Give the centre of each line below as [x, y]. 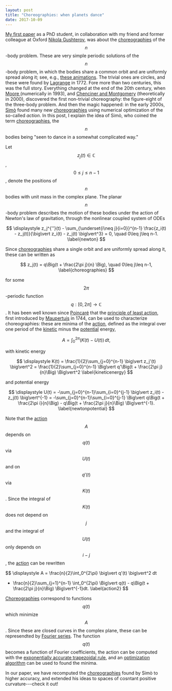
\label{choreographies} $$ [86, 270]
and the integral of [25, 531]
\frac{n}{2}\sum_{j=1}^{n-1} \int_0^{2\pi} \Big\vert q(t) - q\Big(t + [81, 583]
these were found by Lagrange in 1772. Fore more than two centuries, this [83, 83]
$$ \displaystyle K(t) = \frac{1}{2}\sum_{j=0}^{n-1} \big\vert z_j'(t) [86, 361]
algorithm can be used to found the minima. [51, 663]
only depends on [23, 547]
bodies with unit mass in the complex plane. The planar [64, 197]
